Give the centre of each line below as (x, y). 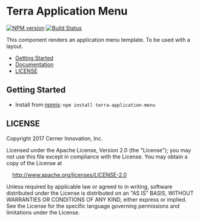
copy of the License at (34, 163)
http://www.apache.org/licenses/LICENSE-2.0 (69, 175)
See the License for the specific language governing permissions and (93, 206)
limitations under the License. (43, 212)
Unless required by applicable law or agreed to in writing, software (89, 186)
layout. (15, 46)
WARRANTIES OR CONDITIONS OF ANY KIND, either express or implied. (96, 199)
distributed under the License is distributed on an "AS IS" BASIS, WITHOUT (100, 193)
